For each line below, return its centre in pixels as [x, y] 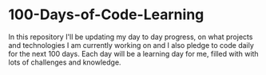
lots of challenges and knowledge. [65, 62]
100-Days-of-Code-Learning [106, 15]
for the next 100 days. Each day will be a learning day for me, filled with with [133, 53]
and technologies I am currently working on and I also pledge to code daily [131, 45]
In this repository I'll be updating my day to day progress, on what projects [131, 37]
